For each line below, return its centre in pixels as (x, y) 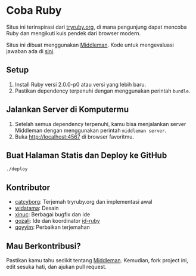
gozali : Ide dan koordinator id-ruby (57, 221)
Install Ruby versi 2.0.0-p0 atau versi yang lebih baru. (80, 84)
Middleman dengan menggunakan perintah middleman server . (91, 130)
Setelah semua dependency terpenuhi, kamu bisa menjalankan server (100, 124)
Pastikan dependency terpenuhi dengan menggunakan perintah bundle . (102, 91)
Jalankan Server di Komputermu (68, 110)
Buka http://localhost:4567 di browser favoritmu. (74, 137)
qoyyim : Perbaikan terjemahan (52, 227)
